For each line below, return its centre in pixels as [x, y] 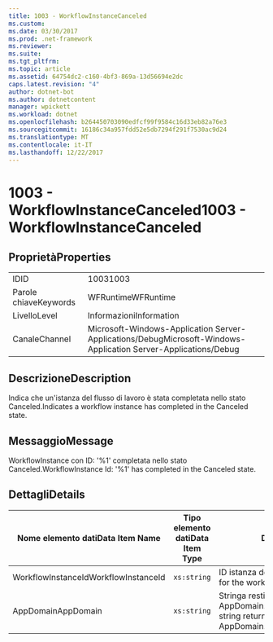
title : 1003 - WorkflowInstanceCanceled [78, 16]
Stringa [233, 596]
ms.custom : [27, 24]
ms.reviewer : [30, 46]
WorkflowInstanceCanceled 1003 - [127, 210]
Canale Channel [42, 339]
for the [232, 582]
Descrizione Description [70, 378]
